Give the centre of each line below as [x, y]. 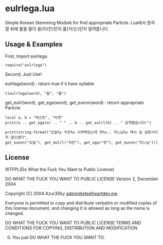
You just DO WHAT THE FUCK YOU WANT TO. [58, 237]
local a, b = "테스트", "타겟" [34, 118]
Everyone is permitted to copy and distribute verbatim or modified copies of [81, 203]
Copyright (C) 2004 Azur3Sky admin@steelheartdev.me [61, 193]
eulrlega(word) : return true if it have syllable [50, 83]
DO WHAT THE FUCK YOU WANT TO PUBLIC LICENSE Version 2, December [82, 179]
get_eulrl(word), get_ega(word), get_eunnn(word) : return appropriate [74, 102]
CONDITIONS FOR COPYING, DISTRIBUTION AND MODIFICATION [71, 228]
